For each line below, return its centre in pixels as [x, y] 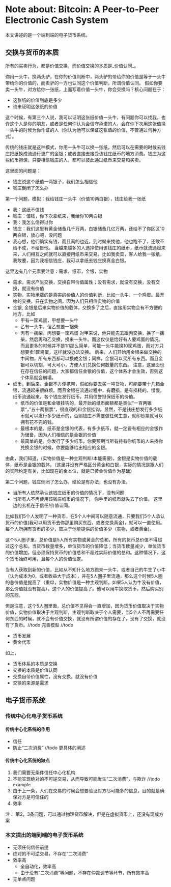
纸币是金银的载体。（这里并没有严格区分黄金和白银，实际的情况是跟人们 [89, 465]
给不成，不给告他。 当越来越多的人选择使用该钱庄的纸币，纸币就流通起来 [89, 247]
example [22, 785]
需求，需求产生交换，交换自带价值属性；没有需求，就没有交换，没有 [84, 282]
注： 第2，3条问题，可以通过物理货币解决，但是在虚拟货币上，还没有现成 [82, 814]
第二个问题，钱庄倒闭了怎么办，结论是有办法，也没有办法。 [68, 481]
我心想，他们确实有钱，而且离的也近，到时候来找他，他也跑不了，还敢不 [88, 241]
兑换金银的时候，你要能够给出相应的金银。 [65, 447]
